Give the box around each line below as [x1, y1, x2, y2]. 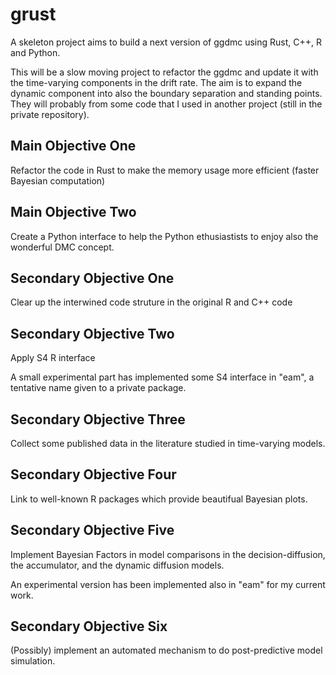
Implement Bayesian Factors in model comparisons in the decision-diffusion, [10, 548, 326, 560]
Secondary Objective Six [10, 618, 168, 635]
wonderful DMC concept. [10, 241, 115, 253]
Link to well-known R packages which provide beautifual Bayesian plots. [10, 493, 308, 505]
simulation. [10, 655, 56, 667]
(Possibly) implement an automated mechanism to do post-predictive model [10, 644, 323, 657]
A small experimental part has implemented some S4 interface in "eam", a [10, 371, 315, 383]
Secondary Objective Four [10, 466, 177, 483]
